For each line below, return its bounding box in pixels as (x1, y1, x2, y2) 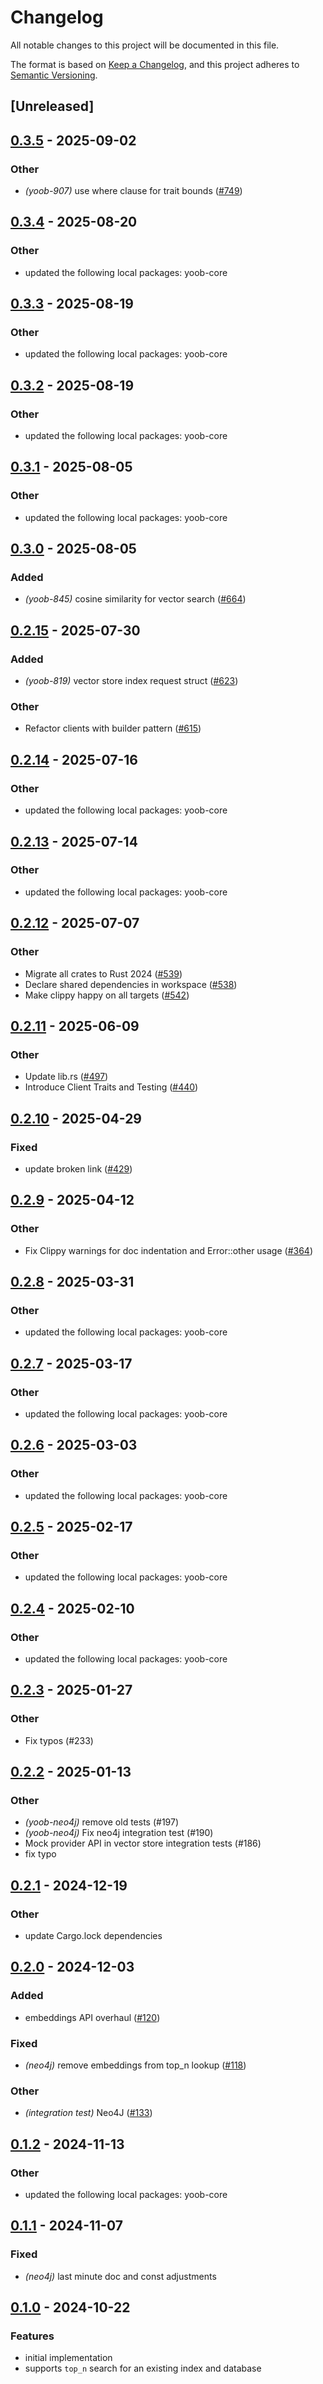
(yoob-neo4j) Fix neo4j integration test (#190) (24, 1827, 214, 1839)
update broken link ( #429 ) (24, 1162, 133, 1175)
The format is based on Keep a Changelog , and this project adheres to (10, 58, 300, 70)
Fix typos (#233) (24, 1734, 94, 1746)
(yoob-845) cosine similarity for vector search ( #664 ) (24, 593, 247, 605)
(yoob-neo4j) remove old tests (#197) (24, 1816, 180, 1828)
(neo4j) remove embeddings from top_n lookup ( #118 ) (24, 2059, 247, 2071)
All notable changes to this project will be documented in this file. (10, 39, 280, 51)
